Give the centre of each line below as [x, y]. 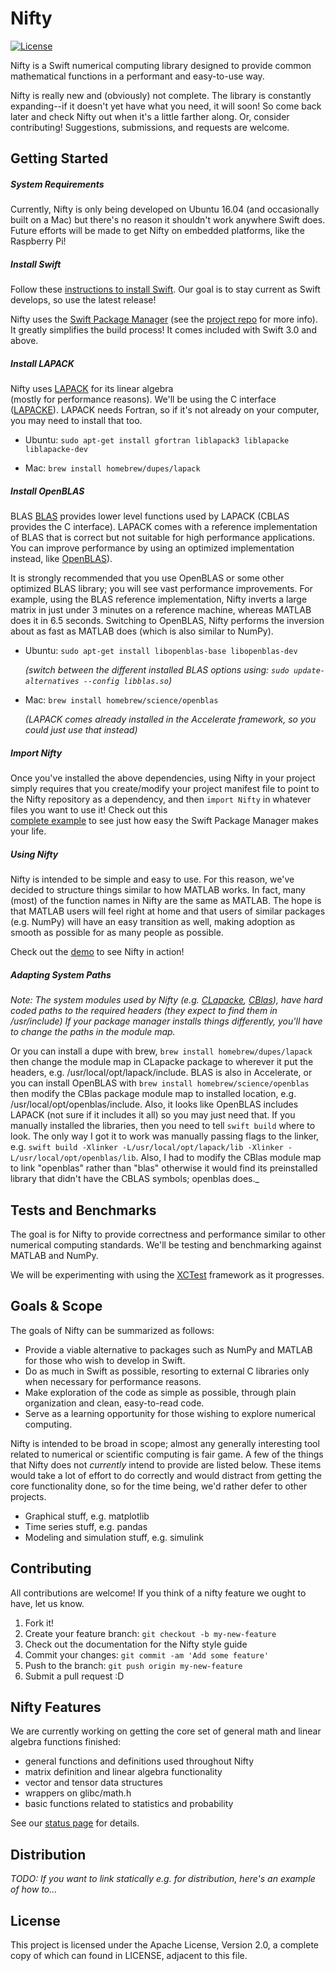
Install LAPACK [42, 363]
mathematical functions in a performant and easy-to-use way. [137, 76]
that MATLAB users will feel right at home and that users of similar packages [168, 911]
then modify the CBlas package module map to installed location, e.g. [153, 1094]
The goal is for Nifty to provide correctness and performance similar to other [168, 1234]
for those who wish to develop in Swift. [105, 1360]
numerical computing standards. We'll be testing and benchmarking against [166, 1244]
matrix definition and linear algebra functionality [123, 1772]
